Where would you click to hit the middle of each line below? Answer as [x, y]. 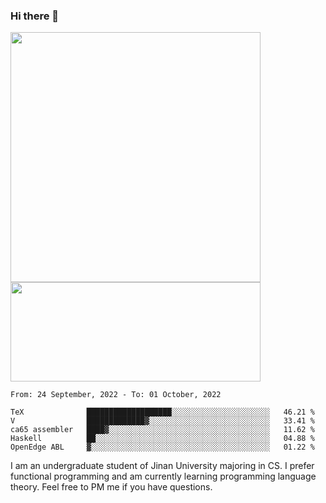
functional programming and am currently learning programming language [163, 476]
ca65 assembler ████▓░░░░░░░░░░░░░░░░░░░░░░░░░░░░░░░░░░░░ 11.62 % [162, 430]
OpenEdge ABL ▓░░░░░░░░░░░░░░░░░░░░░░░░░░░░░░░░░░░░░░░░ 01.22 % [162, 447]
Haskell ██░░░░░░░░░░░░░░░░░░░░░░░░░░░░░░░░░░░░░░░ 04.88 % [162, 439]
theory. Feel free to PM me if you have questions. [111, 487]
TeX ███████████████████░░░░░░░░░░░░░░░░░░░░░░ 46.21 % [162, 412]
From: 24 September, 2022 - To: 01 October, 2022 [116, 395]
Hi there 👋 [35, 16]
